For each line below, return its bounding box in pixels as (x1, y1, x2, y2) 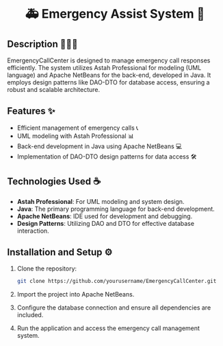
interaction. (16, 227, 49, 235)
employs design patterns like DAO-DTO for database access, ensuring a (7, 78, 210, 86)
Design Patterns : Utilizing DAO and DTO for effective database (16, 219, 195, 227)
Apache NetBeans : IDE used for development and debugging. (16, 211, 193, 220)
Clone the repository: (16, 264, 77, 273)
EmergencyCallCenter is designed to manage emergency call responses (7, 56, 211, 65)
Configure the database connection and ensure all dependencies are (16, 303, 211, 312)
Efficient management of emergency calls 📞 (16, 124, 139, 132)
